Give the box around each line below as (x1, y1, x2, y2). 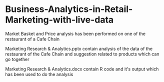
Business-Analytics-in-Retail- (5, 3, 133, 15)
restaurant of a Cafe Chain (5, 36, 60, 42)
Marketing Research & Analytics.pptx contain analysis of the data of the (5, 45, 153, 51)
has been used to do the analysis (5, 71, 73, 77)
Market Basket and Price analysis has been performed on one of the (5, 30, 146, 36)
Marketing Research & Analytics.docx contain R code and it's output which (5, 66, 159, 72)
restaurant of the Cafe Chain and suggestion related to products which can (5, 51, 159, 57)
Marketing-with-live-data (5, 14, 114, 25)
